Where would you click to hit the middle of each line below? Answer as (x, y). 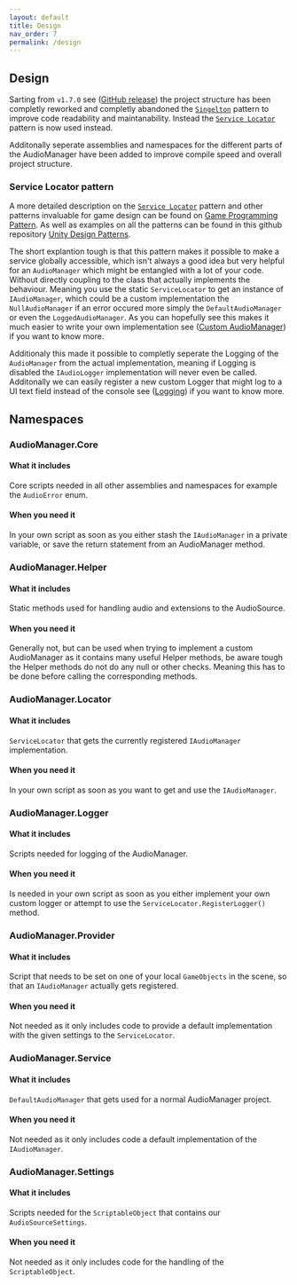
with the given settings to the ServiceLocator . (92, 1036)
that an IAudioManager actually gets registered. (94, 986)
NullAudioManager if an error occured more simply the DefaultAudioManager (145, 308)
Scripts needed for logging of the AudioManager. (99, 854)
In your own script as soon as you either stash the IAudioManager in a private (148, 535)
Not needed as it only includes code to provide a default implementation (141, 1026)
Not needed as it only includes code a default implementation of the (133, 1139)
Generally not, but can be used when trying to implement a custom (131, 648)
